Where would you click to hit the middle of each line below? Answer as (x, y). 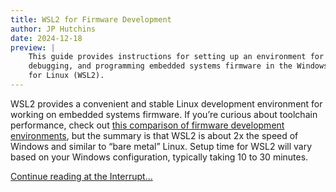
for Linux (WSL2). (66, 76)
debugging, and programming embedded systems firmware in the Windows (178, 66)
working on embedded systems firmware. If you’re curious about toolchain (164, 114)
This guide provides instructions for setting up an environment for (176, 57)
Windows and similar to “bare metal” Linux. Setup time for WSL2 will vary (161, 146)
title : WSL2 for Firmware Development (91, 19)
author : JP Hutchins (53, 29)
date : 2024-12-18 (46, 38)
